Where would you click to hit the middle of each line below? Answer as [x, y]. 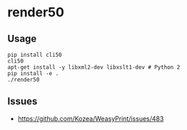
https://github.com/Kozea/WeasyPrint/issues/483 [91, 119]
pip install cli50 [35, 55]
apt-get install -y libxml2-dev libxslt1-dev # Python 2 [94, 67]
